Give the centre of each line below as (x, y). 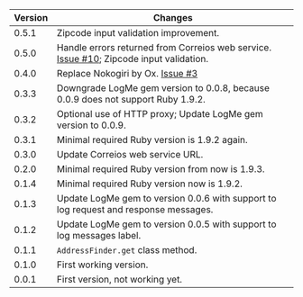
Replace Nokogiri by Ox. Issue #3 (128, 73)
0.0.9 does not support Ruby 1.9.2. (131, 99)
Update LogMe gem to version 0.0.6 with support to (167, 198)
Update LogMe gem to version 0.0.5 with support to (167, 224)
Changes (173, 18)
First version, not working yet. (120, 279)
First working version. (103, 265)
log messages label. (99, 235)
